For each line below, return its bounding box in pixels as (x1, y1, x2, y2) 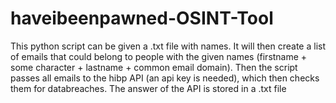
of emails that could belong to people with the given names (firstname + (10, 50, 308, 62)
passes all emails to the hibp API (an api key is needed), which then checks (10, 72, 320, 84)
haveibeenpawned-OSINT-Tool (10, 7, 274, 30)
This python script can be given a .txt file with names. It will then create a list (10, 40, 326, 52)
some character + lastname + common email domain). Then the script (10, 61, 298, 73)
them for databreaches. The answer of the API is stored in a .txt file (10, 82, 287, 94)
